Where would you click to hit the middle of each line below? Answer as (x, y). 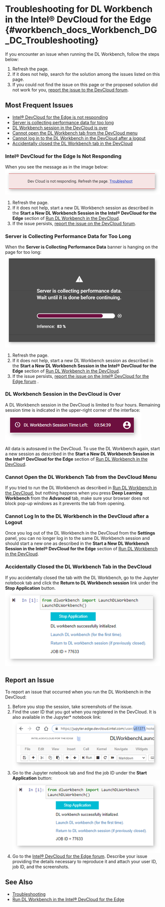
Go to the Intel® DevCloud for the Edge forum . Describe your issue (80, 856)
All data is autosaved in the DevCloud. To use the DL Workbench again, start (82, 448)
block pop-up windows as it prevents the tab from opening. (65, 504)
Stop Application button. (30, 588)
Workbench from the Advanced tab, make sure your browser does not (77, 498)
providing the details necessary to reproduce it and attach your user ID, (84, 861)
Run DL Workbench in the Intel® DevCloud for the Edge (68, 899)
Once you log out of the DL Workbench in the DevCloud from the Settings (80, 533)
